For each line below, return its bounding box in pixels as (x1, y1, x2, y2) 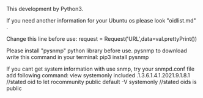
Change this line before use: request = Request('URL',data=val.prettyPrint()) (6, 35, 197, 42)
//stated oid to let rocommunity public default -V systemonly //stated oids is (6, 79, 197, 85)
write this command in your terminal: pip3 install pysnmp (6, 54, 149, 60)
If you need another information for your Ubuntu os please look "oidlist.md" (6, 17, 197, 24)
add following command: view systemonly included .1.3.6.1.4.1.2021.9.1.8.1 (6, 72, 190, 79)
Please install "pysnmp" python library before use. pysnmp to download (6, 47, 188, 54)
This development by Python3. (6, 5, 84, 12)
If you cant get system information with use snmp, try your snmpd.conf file (6, 65, 194, 72)
